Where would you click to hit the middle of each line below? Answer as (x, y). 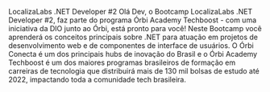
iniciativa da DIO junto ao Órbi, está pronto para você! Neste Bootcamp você (135, 28)
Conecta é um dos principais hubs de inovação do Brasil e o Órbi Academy (133, 54)
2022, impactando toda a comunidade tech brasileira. (98, 80)
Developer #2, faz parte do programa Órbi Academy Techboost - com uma (133, 20)
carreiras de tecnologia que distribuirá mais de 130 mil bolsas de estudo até (134, 71)
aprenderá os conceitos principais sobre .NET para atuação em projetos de (133, 37)
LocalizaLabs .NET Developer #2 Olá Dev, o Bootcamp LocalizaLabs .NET (131, 12)
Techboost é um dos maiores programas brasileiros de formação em (122, 62)
